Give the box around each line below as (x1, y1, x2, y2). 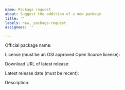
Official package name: (5, 42, 52, 48)
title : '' (5, 16, 25, 21)
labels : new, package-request (5, 20, 67, 26)
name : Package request (5, 7, 51, 12)
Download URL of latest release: (5, 61, 70, 67)
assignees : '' (5, 25, 34, 30)
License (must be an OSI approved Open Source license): (5, 51, 120, 58)
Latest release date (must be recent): (5, 70, 79, 76)
